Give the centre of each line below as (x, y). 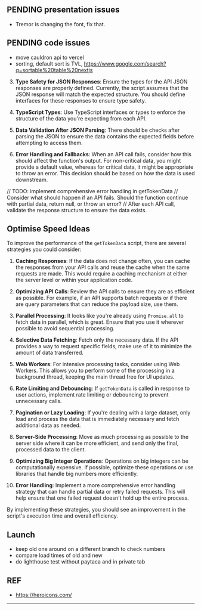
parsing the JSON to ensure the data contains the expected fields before (105, 136)
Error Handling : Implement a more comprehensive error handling (95, 485)
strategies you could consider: (44, 249)
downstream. (32, 179)
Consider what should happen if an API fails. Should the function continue (98, 197)
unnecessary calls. (38, 401)
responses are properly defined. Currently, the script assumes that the (102, 88)
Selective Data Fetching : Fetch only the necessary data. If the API (97, 340)
